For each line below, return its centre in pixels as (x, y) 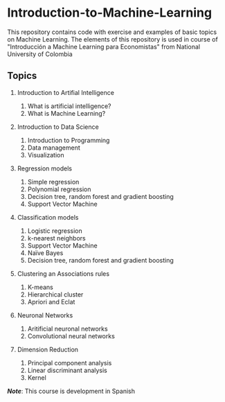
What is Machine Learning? (66, 113)
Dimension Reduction (47, 349)
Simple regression (53, 182)
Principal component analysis (70, 362)
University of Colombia (40, 54)
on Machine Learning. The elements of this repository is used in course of (112, 39)
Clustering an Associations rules (63, 273)
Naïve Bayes (45, 253)
